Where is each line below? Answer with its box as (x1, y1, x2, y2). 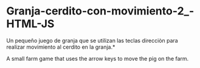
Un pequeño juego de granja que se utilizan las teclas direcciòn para (6, 37, 178, 44)
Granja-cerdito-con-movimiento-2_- (6, 4, 195, 18)
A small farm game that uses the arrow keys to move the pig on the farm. (6, 55, 189, 62)
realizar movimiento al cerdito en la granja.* (6, 43, 116, 51)
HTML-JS (6, 17, 55, 31)
